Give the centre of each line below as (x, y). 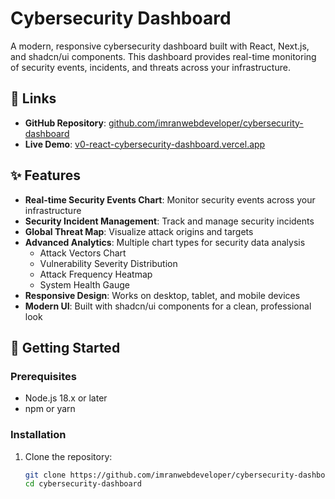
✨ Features (45, 175)
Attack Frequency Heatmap (96, 274)
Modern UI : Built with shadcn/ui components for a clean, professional (168, 306)
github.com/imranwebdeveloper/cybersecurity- (206, 123)
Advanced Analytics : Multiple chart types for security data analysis (165, 242)
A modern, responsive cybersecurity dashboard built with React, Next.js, (160, 46)
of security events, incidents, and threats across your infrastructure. (150, 67)
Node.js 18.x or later (66, 398)
